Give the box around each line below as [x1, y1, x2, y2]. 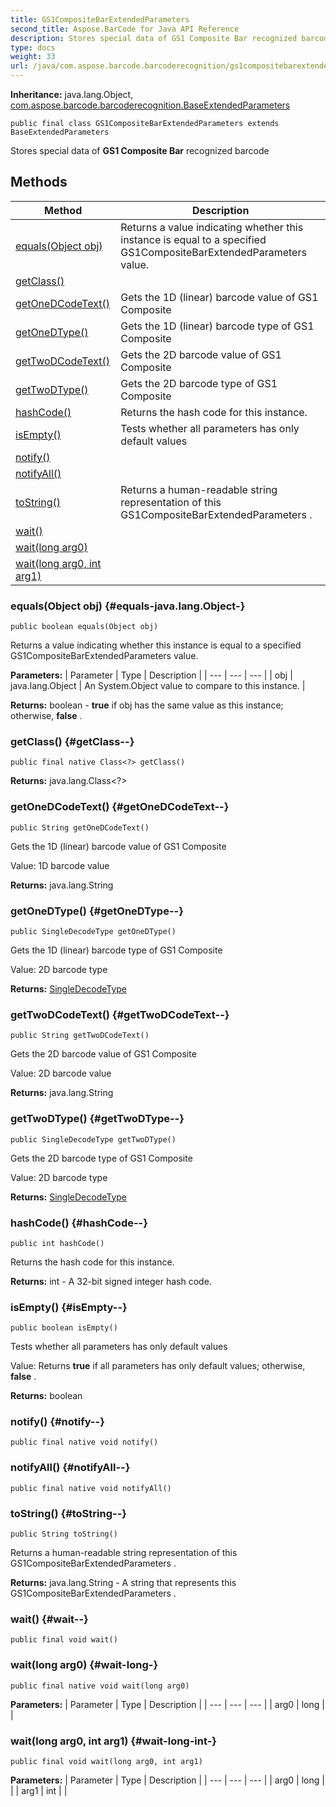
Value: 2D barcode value [10, 1067, 112, 1080]
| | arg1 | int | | [10, 1784, 68, 1796]
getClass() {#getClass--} [10, 735, 135, 749]
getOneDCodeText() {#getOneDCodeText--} [10, 800, 230, 814]
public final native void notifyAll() [10, 1483, 172, 1493]
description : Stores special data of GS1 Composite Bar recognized [10, 33, 298, 43]
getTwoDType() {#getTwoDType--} [10, 1112, 185, 1126]
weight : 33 [10, 52, 56, 62]
